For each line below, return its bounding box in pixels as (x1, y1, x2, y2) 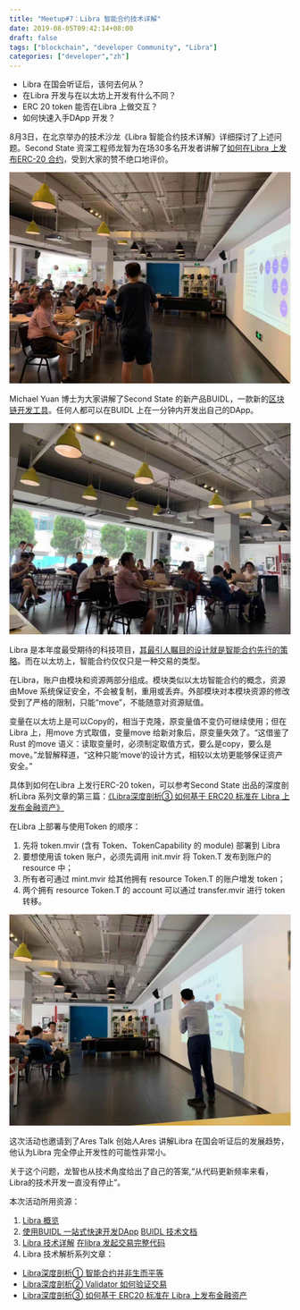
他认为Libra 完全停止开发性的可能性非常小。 (9, 1147, 171, 1158)
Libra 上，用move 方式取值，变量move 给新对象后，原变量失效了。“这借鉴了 (9, 727, 290, 738)
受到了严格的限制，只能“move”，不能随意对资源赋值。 (9, 697, 209, 708)
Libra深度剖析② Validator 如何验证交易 (21, 1279, 168, 1289)
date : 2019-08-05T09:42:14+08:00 (9, 23, 134, 33)
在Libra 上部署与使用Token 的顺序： (9, 821, 141, 832)
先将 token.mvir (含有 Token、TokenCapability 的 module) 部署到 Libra (21, 841, 281, 851)
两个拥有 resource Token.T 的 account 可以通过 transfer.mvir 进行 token (21, 885, 286, 896)
